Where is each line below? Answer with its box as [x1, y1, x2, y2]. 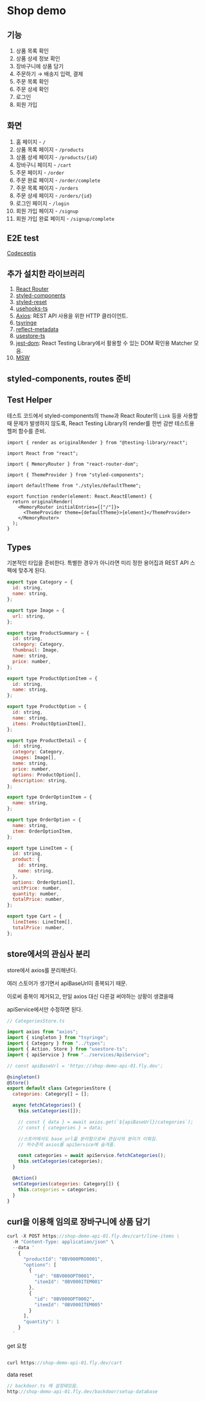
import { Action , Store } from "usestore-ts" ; [7, 1046, 128, 1053]
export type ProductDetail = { [7, 737, 87, 744]
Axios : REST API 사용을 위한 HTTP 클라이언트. [15, 312, 128, 320]
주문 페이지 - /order [15, 168, 65, 176]
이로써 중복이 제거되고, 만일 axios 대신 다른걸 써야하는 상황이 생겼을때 [7, 992, 174, 1000]
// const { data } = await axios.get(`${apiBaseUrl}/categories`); [18, 1119, 193, 1125]
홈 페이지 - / [15, 138, 46, 145]
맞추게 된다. [18, 567, 47, 575]
